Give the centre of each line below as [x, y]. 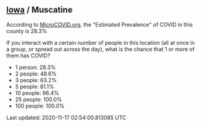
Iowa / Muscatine [39, 10]
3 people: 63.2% [36, 80]
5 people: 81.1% [35, 86]
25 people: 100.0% [38, 99]
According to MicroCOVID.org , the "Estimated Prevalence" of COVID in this [100, 24]
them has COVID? [28, 55]
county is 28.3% [27, 31]
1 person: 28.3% [35, 67]
